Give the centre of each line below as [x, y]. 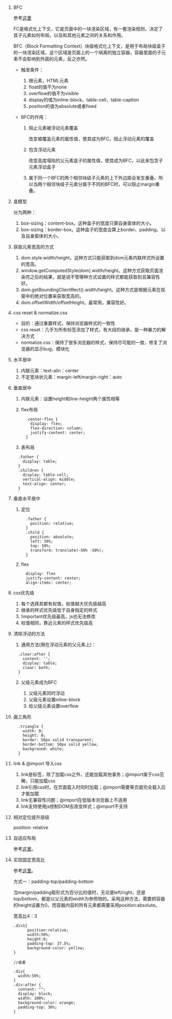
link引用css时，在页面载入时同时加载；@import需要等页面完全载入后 [93, 787]
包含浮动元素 [42, 150]
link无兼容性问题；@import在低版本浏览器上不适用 [74, 800]
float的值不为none [48, 87]
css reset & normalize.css [40, 313]
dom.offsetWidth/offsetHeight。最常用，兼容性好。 [75, 302]
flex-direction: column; [57, 428]
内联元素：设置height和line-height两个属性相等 [70, 399]
